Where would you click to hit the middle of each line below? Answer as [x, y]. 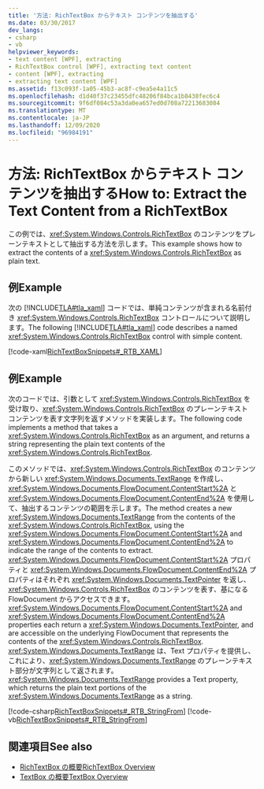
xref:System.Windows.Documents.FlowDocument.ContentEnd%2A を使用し [131, 498]
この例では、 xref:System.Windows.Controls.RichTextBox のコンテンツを [125, 234]
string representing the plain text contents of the [87, 444]
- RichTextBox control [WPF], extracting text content [100, 67]
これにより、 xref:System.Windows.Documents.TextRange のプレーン [120, 661]
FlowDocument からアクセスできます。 [71, 599]
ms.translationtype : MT [47, 111]
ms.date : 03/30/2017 [42, 23]
